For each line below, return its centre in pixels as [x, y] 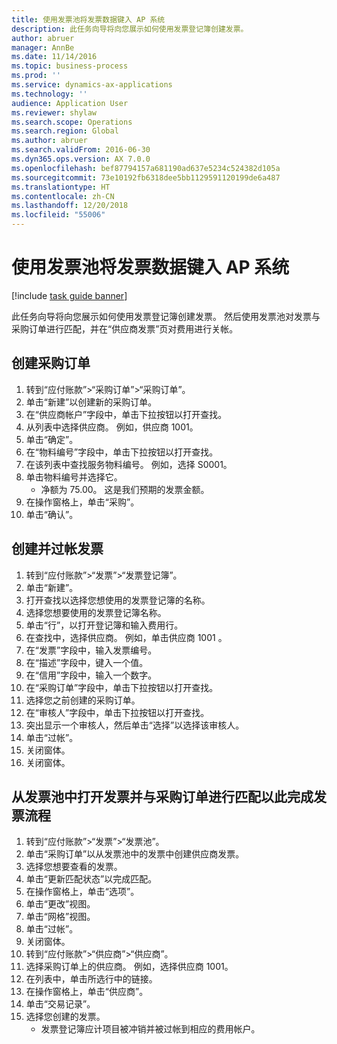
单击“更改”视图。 [60, 904]
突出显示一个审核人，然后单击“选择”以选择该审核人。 [135, 725]
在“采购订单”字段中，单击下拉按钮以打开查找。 [122, 687]
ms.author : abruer [49, 141]
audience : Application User [70, 103]
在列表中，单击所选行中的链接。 [91, 979]
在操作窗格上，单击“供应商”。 [87, 992]
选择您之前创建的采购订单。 [83, 700]
